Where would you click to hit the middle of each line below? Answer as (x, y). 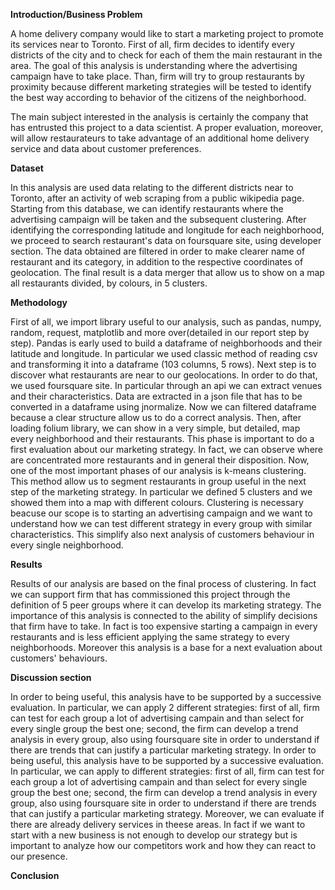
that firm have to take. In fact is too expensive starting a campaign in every (164, 626)
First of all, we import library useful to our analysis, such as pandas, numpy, (166, 322)
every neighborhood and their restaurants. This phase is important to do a (162, 438)
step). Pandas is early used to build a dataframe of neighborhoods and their (166, 343)
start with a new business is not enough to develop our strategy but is (154, 835)
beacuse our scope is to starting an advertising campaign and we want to (161, 513)
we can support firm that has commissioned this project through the (150, 594)
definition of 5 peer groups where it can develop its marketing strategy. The (166, 605)
